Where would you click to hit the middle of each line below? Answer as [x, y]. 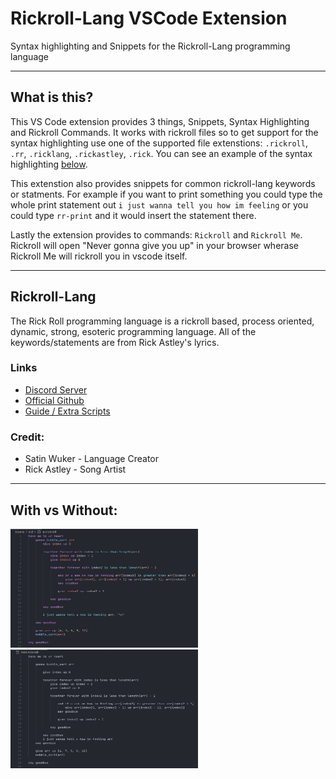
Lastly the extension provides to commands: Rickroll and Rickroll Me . [156, 234]
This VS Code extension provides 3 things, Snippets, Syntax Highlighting [160, 121]
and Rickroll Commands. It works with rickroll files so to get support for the [164, 132]
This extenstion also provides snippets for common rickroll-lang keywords [163, 183]
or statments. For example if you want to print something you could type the [166, 194]
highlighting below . [49, 164]
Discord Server [56, 389]
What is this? [52, 97]
